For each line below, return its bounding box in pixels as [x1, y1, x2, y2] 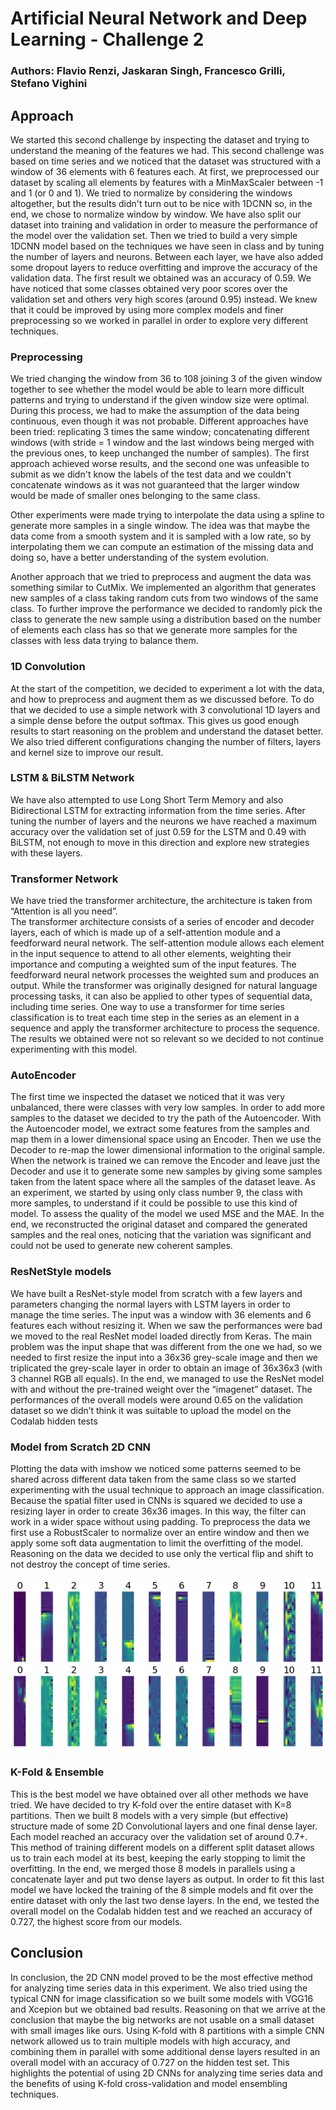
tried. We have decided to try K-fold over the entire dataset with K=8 [10, 1798, 292, 1811]
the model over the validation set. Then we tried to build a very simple [10, 229, 298, 241]
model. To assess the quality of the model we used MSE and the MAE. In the [10, 1208, 325, 1220]
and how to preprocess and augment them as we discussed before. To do [10, 693, 315, 705]
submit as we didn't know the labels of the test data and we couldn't [10, 468, 292, 481]
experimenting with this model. [10, 1043, 138, 1056]
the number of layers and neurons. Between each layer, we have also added [10, 250, 324, 262]
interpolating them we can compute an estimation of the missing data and [10, 541, 314, 553]
